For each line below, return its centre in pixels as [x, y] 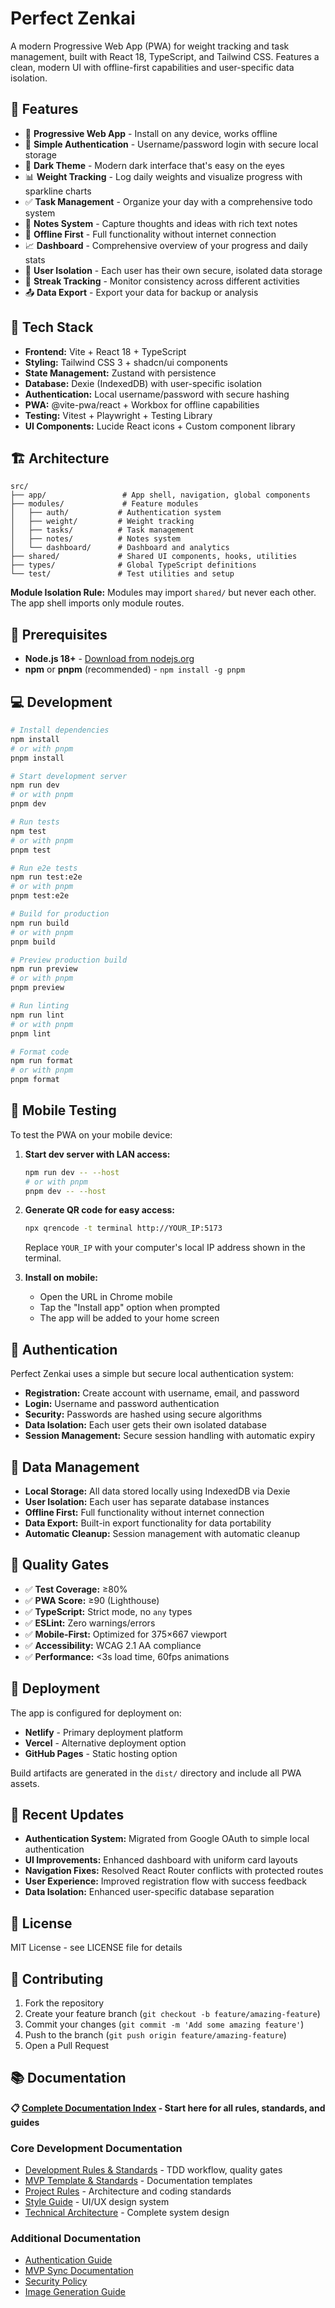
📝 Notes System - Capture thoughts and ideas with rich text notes [161, 223]
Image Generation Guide [75, 2292]
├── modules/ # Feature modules [104, 504]
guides [25, 2122]
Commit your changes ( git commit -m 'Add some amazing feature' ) [164, 2024]
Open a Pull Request [67, 2045]
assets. [25, 1783]
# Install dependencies [60, 730]
